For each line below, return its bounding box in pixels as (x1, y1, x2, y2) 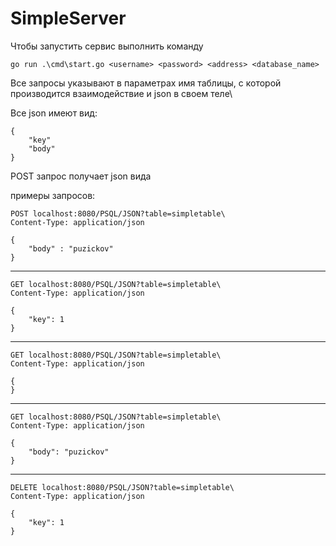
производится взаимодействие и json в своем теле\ (10, 87, 233, 99)
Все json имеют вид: (10, 107, 98, 119)
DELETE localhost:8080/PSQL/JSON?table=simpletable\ (10, 482, 235, 492)
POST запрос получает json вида (10, 170, 152, 182)
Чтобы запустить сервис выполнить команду (10, 40, 204, 52)
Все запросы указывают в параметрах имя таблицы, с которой (10, 77, 282, 89)
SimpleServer (10, 7, 127, 30)
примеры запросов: (10, 189, 96, 201)
